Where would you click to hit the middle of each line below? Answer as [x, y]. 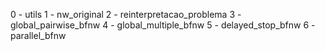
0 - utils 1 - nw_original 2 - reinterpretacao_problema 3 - [126, 14]
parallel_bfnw [38, 35]
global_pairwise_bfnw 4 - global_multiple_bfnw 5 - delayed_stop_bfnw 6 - [163, 25]
